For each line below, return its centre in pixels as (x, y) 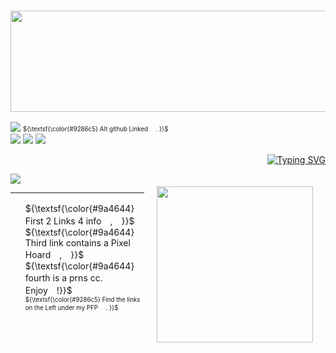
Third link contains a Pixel (77, 243)
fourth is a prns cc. (63, 278)
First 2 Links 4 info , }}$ (79, 221)
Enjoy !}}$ (48, 291)
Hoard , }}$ (54, 255)
